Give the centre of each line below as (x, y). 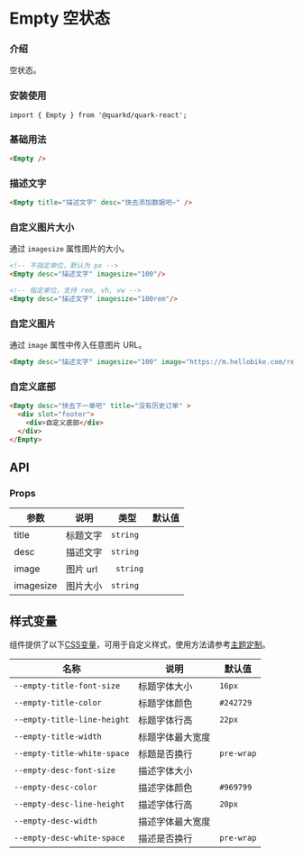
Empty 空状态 (60, 18)
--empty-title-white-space (72, 754)
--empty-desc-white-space (69, 838)
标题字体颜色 (165, 704)
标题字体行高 (165, 720)
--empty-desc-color (55, 788)
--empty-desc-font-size (65, 770)
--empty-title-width (58, 737)
